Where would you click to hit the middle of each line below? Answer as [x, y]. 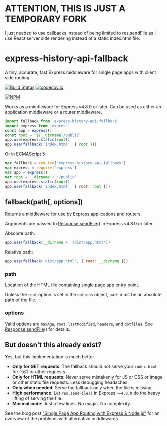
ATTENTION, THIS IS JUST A [65, 9]
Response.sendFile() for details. [38, 329]
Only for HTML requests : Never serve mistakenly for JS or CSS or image [87, 377]
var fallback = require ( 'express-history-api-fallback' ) [66, 163]
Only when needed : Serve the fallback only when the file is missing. [83, 388]
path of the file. [21, 300]
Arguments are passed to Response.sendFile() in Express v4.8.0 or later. [79, 224]
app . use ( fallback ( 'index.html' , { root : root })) [58, 186]
